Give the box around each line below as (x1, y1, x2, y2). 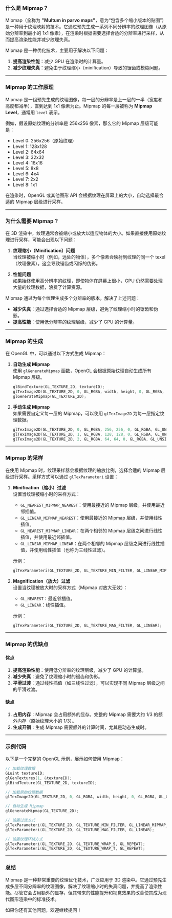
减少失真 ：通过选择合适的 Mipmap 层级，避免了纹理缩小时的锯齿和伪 (12, 306, 158, 312)
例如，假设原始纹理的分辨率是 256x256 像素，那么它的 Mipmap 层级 (5, 120, 149, 126)
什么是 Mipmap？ (5, 4, 49, 11)
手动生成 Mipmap (12, 403, 50, 410)
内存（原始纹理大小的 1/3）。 (17, 718, 77, 724)
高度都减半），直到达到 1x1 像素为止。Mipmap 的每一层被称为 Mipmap (5, 103, 153, 109)
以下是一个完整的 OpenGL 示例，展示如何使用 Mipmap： (5, 756, 124, 762)
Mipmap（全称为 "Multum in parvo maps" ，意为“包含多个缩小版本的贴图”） (5, 17, 167, 24)
